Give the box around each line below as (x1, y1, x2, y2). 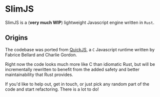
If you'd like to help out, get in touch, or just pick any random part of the (5, 81, 150, 87)
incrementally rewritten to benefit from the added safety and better (5, 66, 140, 72)
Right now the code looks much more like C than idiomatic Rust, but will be (5, 61, 155, 67)
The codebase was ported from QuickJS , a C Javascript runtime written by (5, 46, 155, 52)
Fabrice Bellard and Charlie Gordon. (5, 52, 77, 58)
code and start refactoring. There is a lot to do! (5, 86, 99, 92)
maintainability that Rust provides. (5, 72, 73, 78)
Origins (5, 34, 28, 42)
